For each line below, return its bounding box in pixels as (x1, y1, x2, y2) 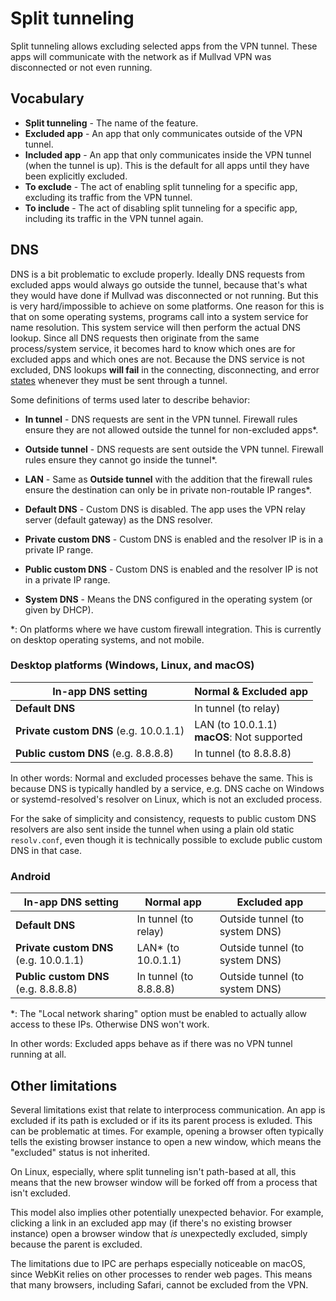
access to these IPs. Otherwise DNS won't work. (10, 1018, 210, 1031)
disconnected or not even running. (10, 61, 153, 73)
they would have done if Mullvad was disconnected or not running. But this (10, 289, 319, 301)
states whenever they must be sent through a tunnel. (10, 374, 228, 386)
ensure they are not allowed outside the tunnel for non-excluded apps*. (24, 423, 319, 436)
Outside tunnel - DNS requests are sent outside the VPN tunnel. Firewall (24, 443, 324, 455)
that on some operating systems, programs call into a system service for (10, 310, 309, 322)
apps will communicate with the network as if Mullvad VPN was (10, 50, 272, 62)
